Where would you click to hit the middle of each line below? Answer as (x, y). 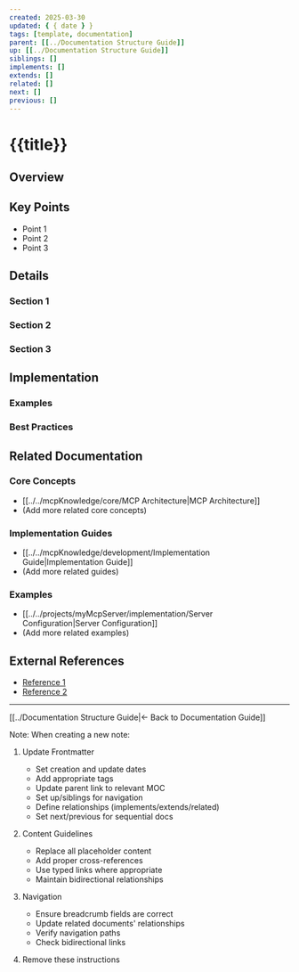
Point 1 (34, 229)
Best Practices (41, 427)
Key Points (40, 207)
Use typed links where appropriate (99, 870)
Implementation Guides (61, 533)
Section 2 (30, 325)
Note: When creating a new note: (70, 735)
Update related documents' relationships (110, 924)
